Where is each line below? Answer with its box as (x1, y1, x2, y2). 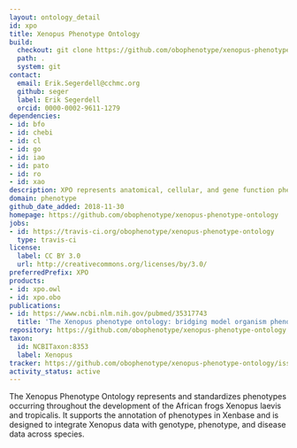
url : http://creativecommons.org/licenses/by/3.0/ (17, 260, 208, 269)
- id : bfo (9, 120, 46, 129)
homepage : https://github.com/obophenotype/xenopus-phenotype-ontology (9, 210, 278, 220)
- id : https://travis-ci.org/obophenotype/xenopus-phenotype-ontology (9, 227, 275, 236)
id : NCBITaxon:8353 (17, 342, 89, 351)
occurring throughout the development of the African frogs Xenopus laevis (9, 400, 281, 412)
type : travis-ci (17, 236, 77, 244)
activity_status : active (9, 367, 101, 376)
